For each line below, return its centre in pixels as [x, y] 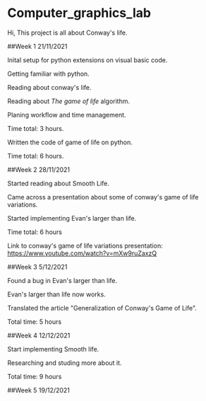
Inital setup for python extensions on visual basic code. [87, 60]
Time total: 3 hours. [36, 128]
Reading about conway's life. [49, 87]
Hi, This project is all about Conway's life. [67, 33]
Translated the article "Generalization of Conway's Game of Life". [102, 308]
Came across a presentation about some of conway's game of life [103, 197]
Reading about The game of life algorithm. [69, 101]
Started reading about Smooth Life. [58, 183]
